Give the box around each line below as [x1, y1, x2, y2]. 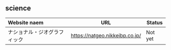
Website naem [8, 19, 44, 26]
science [5, 4, 32, 13]
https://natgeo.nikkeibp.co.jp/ [70, 32, 141, 39]
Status [147, 19, 163, 26]
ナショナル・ [8, 28, 39, 35]
